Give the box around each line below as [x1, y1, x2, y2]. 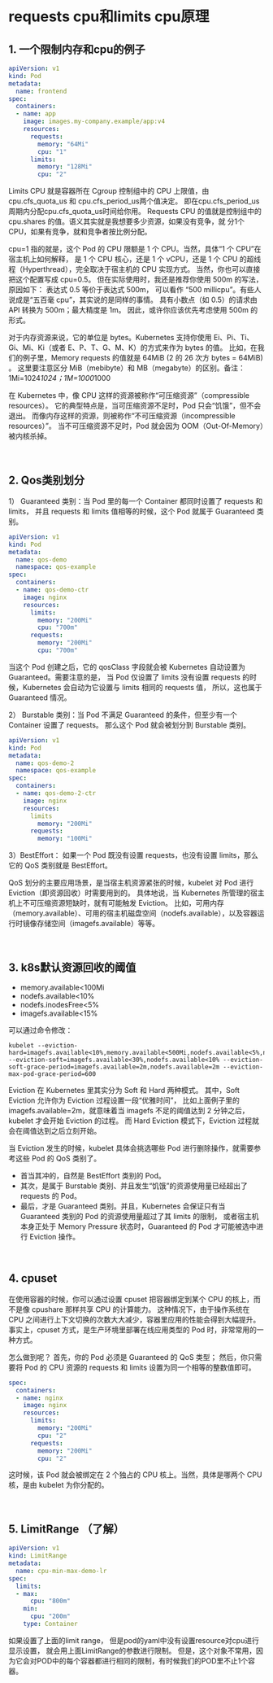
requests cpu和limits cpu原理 [8, 7, 210, 26]
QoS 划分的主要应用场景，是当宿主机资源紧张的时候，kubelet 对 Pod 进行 [8, 878, 254, 888]
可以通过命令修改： [8, 1025, 73, 1034]
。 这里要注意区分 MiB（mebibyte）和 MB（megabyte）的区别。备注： [8, 363, 246, 373]
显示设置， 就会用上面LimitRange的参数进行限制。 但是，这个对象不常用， [8, 1646, 257, 1655]
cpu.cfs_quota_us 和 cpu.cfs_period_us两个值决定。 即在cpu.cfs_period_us [8, 196, 260, 206]
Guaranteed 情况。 [8, 693, 71, 702]
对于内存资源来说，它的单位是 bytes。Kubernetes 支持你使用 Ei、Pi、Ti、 [8, 333, 254, 343]
